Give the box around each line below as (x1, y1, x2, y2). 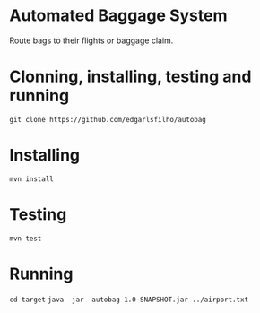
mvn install (9, 174, 54, 184)
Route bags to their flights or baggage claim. (9, 35, 174, 46)
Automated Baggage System (9, 5, 228, 26)
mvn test (9, 234, 42, 243)
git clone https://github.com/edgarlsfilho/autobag (9, 115, 206, 124)
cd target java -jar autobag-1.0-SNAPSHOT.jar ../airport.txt (9, 295, 249, 304)
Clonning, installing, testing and (9, 66, 252, 87)
